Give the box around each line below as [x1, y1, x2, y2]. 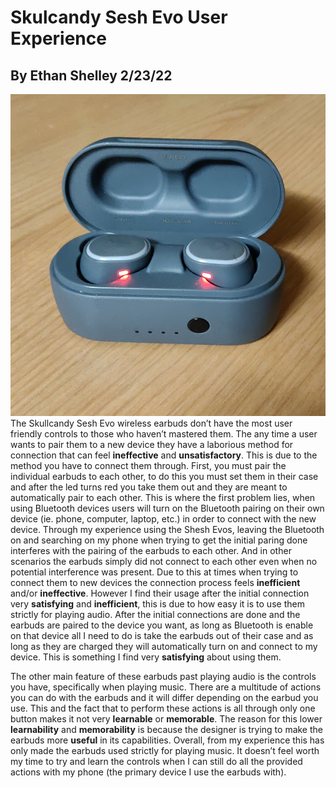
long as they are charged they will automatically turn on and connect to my [10, 640, 318, 652]
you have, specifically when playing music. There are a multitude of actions [10, 681, 322, 693]
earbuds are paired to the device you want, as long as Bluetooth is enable [10, 619, 314, 631]
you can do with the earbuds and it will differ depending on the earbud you [10, 691, 319, 703]
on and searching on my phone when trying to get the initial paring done [10, 534, 308, 546]
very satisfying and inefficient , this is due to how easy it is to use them [10, 597, 305, 610]
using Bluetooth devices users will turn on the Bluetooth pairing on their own [10, 502, 325, 514]
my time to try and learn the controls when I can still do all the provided [10, 755, 303, 767]
